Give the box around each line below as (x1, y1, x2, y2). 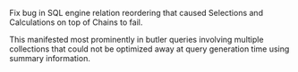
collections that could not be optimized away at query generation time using (9, 44, 290, 54)
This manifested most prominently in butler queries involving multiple (9, 35, 264, 44)
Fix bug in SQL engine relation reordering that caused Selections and (9, 8, 264, 18)
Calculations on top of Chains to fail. (9, 17, 143, 28)
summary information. (9, 53, 91, 63)
